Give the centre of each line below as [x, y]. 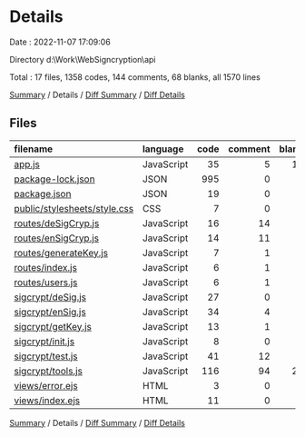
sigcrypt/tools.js [49, 371]
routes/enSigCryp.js [57, 238]
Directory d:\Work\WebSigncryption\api [83, 59]
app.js [27, 164]
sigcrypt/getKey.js [53, 326]
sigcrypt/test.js [46, 356]
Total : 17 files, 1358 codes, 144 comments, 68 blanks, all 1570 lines [135, 77]
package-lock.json [54, 179]
